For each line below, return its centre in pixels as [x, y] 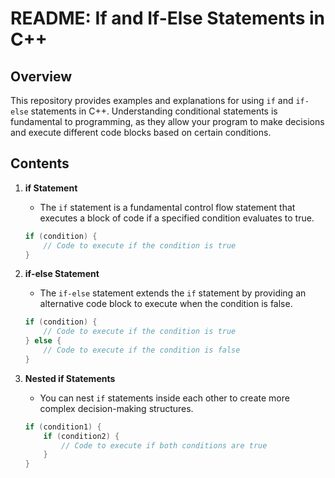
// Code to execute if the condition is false [142, 350]
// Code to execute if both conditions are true [164, 445]
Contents [40, 163]
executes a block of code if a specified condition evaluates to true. [177, 218]
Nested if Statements [70, 378]
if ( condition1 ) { [63, 427]
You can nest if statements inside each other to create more [164, 398]
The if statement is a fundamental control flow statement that [167, 207]
